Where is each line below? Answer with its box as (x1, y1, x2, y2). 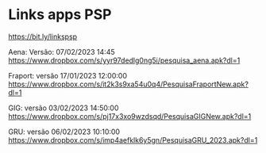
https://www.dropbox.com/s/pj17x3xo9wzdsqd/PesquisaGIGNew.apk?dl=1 (8, 111, 252, 120)
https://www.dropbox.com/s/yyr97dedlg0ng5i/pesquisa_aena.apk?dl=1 (8, 55, 241, 65)
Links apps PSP (8, 6, 112, 24)
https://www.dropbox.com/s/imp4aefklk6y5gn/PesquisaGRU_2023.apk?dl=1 (8, 135, 258, 144)
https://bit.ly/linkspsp (8, 32, 78, 41)
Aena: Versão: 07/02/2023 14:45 (8, 47, 115, 56)
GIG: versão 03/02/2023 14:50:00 (8, 103, 119, 113)
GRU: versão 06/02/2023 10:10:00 (8, 127, 121, 136)
